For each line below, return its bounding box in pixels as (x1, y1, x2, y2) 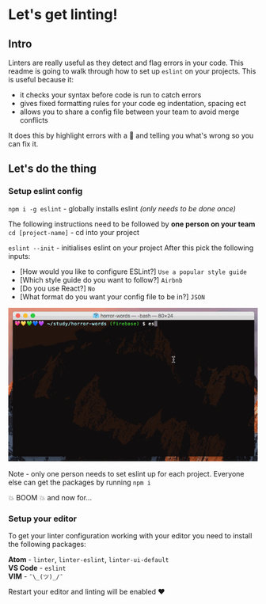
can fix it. (8, 139, 39, 148)
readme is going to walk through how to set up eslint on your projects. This (8, 66, 256, 76)
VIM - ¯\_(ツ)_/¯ (8, 572, 63, 581)
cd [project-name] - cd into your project (8, 227, 140, 237)
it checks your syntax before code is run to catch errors (19, 90, 202, 100)
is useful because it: (8, 75, 74, 84)
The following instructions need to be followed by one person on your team (8, 219, 256, 229)
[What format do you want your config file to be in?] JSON (19, 291, 206, 302)
